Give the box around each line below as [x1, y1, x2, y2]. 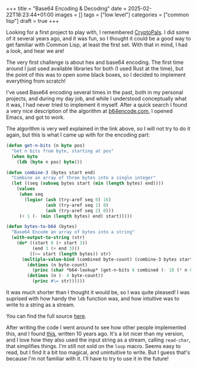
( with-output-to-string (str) [11, 234, 85, 241]
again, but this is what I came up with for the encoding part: [6, 131, 150, 138]
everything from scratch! [6, 77, 66, 84]
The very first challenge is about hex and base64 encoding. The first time [6, 59, 184, 66]
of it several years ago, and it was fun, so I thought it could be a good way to [6, 35, 191, 42]
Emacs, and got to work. [6, 114, 65, 121]
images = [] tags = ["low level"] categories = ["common [55, 11, 189, 18]
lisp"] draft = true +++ [6, 18, 60, 24]
